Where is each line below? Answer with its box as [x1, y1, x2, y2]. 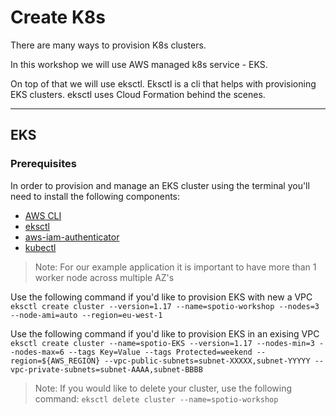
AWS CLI [24, 209, 62, 221]
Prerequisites [10, 157, 77, 171]
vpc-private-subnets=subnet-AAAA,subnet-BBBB [10, 364, 203, 375]
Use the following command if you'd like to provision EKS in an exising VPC [10, 327, 320, 340]
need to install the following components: [10, 190, 181, 202]
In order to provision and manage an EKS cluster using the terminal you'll [10, 179, 310, 191]
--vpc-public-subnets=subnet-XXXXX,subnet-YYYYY [104, 356, 311, 366]
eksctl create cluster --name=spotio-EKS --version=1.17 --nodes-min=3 [10, 338, 315, 348]
